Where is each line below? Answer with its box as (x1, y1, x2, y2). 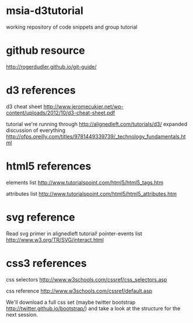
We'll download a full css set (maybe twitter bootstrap (6, 298, 136, 305)
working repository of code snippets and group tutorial (6, 23, 138, 30)
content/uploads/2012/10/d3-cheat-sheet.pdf (6, 109, 115, 116)
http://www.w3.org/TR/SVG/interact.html (6, 236, 104, 243)
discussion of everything (6, 127, 66, 134)
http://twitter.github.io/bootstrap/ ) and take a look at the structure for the (6, 305, 181, 312)
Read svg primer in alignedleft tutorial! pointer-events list (6, 230, 143, 237)
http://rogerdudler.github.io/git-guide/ (6, 63, 97, 70)
